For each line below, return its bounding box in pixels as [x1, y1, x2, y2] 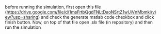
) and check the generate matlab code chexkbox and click [38, 14, 154, 20]
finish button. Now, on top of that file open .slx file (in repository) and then [5, 19, 153, 25]
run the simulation [5, 24, 41, 30]
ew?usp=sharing [5, 14, 39, 20]
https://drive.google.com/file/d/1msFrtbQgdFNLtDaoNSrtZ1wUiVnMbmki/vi [6, 9, 156, 15]
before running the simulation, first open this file [5, 4, 101, 10]
